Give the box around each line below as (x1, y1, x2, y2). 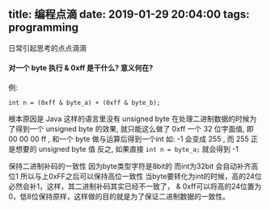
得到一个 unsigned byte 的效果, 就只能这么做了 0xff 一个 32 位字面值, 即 (15, 124, 255, 134)
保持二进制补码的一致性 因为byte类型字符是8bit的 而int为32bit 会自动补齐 (8, 161, 251, 171)
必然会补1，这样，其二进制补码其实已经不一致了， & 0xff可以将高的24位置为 (8, 182, 262, 191)
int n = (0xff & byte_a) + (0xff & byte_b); (8, 99, 161, 107)
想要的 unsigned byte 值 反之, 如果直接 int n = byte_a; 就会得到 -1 (15, 144, 238, 154)
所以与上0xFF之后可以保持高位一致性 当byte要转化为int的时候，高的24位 (19, 172, 263, 182)
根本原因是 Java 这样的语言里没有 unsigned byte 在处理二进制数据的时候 (8, 114, 250, 123)
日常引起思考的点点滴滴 (8, 43, 86, 52)
